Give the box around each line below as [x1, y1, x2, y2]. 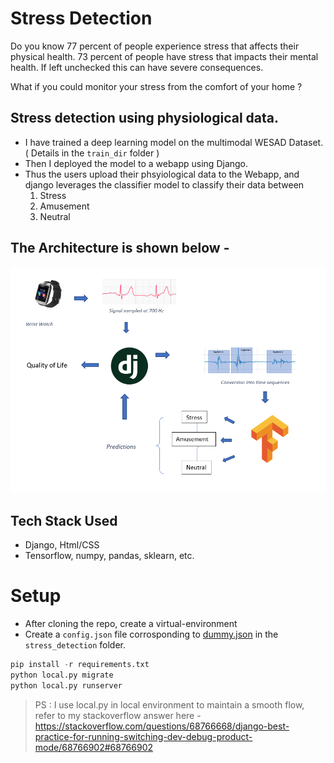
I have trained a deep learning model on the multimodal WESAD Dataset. [24, 136, 324, 148]
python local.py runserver [10, 680, 123, 691]
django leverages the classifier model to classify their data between [24, 178, 305, 191]
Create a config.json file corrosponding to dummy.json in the [24, 628, 279, 640]
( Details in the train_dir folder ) [24, 147, 160, 159]
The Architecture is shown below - [10, 240, 230, 257]
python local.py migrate [10, 670, 114, 680]
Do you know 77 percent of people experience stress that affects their [10, 40, 300, 52]
